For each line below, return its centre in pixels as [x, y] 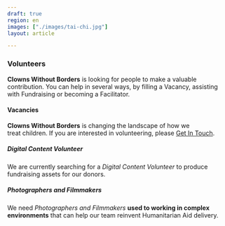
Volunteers [27, 64]
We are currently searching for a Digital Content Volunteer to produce [108, 167]
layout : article [31, 33]
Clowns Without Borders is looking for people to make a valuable [102, 79]
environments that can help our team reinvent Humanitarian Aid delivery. [113, 215]
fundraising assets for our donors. [56, 174]
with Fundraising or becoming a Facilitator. [69, 94]
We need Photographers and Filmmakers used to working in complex [109, 208]
